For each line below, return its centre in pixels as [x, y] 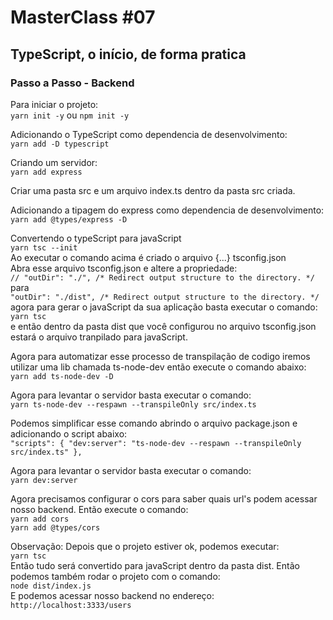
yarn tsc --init [44, 247]
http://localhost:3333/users [71, 605]
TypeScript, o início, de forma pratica [128, 54]
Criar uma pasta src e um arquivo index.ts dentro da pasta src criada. [153, 190]
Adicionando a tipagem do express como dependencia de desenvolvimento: [167, 210]
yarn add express [46, 172]
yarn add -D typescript [60, 144]
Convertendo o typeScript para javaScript [96, 238]
